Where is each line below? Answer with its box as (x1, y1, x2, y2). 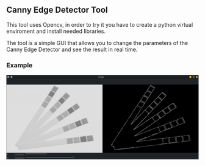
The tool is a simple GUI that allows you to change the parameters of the (6, 39, 188, 46)
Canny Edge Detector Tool (6, 5, 108, 15)
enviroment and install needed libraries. (6, 27, 106, 35)
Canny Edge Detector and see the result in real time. (6, 46, 138, 53)
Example (6, 61, 33, 69)
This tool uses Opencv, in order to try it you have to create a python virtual (6, 21, 193, 28)
